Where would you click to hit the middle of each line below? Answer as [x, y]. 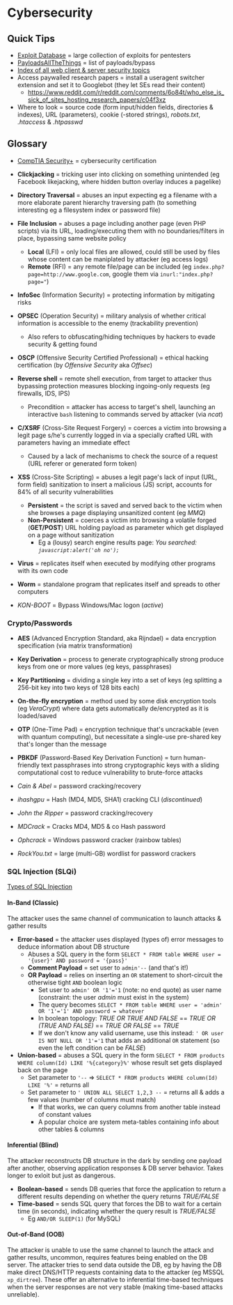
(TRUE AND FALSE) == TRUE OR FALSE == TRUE [109, 1025]
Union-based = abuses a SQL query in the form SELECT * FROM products [121, 1055]
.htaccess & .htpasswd [50, 122]
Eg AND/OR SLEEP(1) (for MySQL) [74, 1219]
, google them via [134, 274]
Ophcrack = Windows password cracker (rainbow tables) [99, 840]
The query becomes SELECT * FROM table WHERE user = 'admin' [130, 1005]
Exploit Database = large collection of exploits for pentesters [104, 55]
